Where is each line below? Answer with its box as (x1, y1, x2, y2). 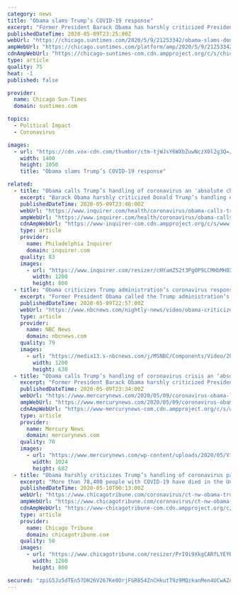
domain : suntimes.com (13, 102, 78, 110)
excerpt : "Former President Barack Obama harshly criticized (20, 379, 204, 386)
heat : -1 (7, 70, 33, 77)
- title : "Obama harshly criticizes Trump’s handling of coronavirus (13, 471, 223, 478)
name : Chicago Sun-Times (13, 96, 87, 103)
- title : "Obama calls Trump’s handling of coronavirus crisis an (13, 372, 214, 380)
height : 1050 (20, 161, 59, 168)
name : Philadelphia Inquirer (25, 240, 113, 247)
